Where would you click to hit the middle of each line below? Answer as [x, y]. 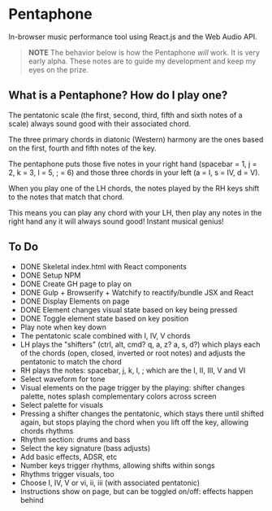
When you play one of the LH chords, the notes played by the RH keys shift [134, 188]
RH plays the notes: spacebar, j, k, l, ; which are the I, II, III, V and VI [133, 370]
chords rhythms [47, 430]
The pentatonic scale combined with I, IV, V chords [105, 335]
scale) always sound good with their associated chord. [100, 124]
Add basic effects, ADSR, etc [69, 456]
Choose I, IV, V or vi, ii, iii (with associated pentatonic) [110, 483]
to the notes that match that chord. [66, 197]
